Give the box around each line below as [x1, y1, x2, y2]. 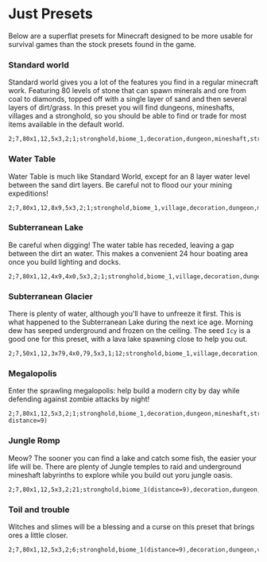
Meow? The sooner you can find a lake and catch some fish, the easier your [8, 453, 257, 463]
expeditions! [8, 188, 49, 198]
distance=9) [8, 417, 48, 425]
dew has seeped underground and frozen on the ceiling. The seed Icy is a [8, 326, 251, 335]
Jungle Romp [8, 435, 61, 446]
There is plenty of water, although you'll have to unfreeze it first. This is [8, 309, 242, 319]
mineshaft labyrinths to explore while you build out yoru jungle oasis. [8, 470, 233, 479]
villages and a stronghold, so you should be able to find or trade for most [8, 111, 247, 121]
